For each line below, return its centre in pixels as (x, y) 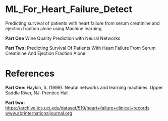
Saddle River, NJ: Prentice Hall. (38, 93)
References (30, 74)
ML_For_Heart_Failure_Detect (69, 9)
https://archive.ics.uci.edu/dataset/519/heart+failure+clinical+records (77, 108)
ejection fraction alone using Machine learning (53, 28)
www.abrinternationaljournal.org (39, 113)
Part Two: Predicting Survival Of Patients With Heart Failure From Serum (80, 48)
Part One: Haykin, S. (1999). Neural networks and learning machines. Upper (84, 87)
